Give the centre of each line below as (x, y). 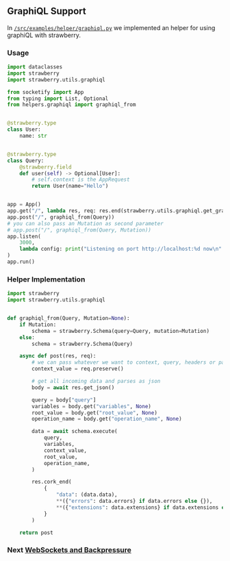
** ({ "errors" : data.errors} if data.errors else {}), (134, 501)
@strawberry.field (46, 167)
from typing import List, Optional (58, 99)
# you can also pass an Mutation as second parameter (86, 223)
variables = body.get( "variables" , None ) (92, 406)
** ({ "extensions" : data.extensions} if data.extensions (137, 507)
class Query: (26, 160)
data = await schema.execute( (75, 432)
